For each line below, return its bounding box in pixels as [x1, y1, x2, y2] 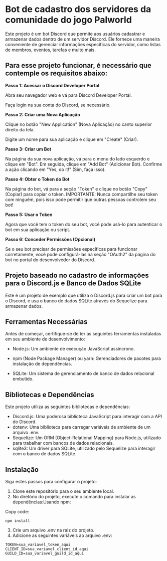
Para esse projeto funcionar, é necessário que [5, 61, 152, 70]
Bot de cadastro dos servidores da [5, 4, 151, 15]
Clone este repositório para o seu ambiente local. [12, 488, 114, 494]
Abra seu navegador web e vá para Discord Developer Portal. [5, 92, 132, 98]
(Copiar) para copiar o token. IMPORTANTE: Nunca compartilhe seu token [5, 191, 158, 197]
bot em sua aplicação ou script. [5, 227, 70, 233]
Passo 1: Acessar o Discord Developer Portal [5, 82, 100, 88]
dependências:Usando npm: [12, 499, 71, 505]
